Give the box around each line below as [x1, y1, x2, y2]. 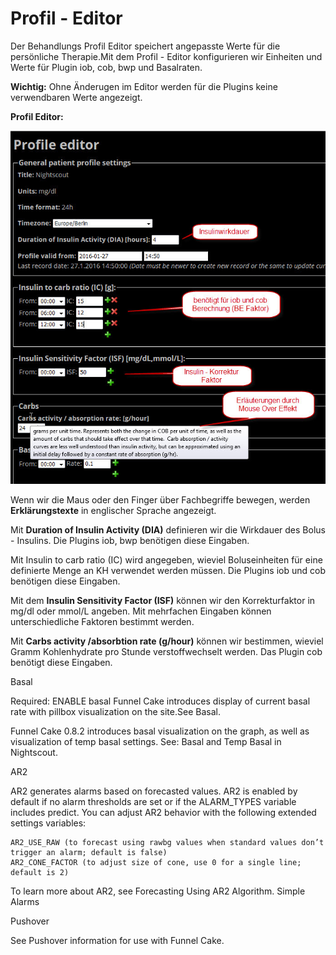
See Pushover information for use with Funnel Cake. [10, 935, 225, 947]
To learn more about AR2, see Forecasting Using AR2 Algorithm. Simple [10, 885, 306, 897]
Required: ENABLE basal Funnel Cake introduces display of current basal [10, 695, 311, 707]
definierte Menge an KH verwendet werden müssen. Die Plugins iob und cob [10, 565, 326, 577]
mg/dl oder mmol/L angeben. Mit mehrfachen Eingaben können [10, 605, 272, 617]
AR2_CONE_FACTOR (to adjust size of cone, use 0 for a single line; [10, 858, 302, 868]
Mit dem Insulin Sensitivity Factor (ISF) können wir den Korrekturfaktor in [10, 595, 316, 607]
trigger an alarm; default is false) [10, 848, 168, 858]
